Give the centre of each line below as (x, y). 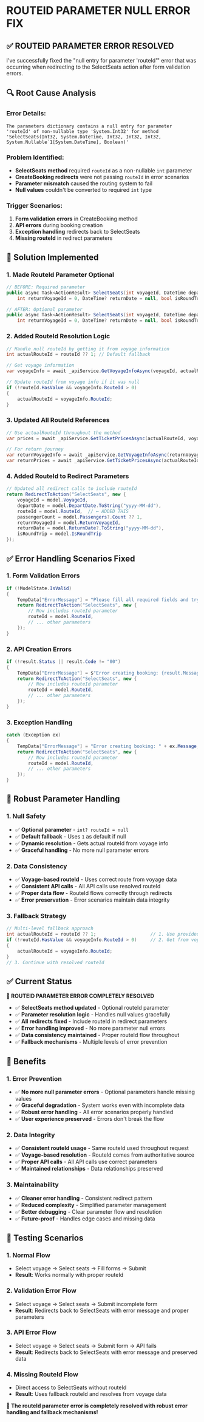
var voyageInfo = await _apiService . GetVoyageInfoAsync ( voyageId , (92, 371)
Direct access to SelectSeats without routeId (71, 1387)
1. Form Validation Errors (43, 576)
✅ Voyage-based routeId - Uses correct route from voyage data (96, 879)
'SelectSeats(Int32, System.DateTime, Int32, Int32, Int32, (84, 137)
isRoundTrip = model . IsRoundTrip (59, 534)
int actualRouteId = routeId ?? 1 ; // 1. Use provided (103, 934)
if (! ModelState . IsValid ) (39, 588)
